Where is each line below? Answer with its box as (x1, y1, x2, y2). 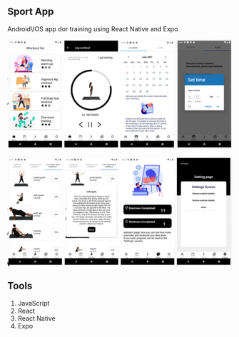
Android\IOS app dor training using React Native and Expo (7, 24, 178, 33)
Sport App (7, 6, 54, 18)
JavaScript (17, 299, 50, 307)
